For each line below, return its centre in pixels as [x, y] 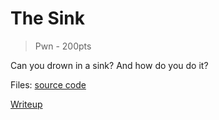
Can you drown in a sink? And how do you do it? [109, 65]
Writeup [26, 104]
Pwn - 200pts [63, 46]
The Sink [48, 18]
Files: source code [48, 84]
